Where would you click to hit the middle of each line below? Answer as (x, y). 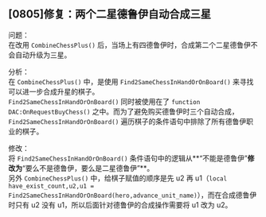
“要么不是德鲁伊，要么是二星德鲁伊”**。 (88, 168)
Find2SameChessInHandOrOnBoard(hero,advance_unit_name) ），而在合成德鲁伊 (133, 195)
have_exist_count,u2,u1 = (51, 186)
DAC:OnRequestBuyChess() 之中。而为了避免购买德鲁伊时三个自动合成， (123, 111)
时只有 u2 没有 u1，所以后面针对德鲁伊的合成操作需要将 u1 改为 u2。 (120, 204)
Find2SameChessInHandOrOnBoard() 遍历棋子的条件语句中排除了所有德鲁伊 (127, 121)
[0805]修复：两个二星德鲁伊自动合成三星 (110, 14)
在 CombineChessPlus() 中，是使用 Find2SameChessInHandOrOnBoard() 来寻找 (131, 81)
